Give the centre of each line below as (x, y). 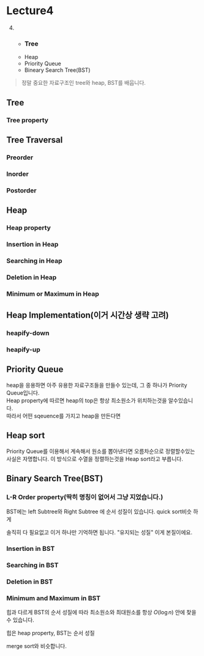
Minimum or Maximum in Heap (53, 294)
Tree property (28, 120)
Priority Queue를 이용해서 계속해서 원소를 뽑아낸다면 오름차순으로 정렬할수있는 (101, 451)
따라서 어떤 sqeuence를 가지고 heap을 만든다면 (64, 416)
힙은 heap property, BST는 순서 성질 (51, 633)
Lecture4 (30, 11)
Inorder (17, 174)
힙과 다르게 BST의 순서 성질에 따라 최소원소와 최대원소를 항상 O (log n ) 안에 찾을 (101, 612)
